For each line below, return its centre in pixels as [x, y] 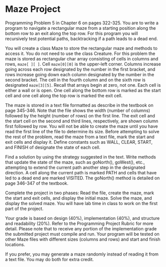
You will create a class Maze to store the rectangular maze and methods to [81, 48]
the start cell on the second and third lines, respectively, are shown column [82, 121]
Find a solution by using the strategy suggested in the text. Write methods [81, 157]
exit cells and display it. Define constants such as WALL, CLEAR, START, [79, 142]
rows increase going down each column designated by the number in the [80, 74]
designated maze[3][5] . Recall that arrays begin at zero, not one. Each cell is [83, 85]
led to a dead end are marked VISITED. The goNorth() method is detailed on [83, 178]
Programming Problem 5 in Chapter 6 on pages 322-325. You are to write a [82, 23]
